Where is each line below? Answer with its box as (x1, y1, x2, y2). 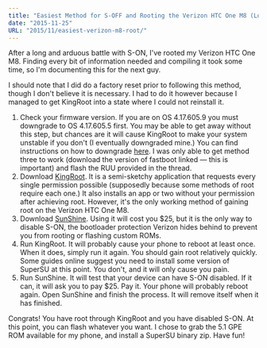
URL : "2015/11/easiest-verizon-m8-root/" (8, 26, 148, 34)
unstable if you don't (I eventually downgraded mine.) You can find (19, 138, 238, 148)
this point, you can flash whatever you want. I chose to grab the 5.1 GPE (8, 323, 242, 332)
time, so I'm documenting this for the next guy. (8, 65, 161, 75)
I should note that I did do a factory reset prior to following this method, (8, 80, 242, 90)
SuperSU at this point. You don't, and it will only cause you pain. (19, 265, 230, 274)
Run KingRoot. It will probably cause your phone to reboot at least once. (19, 239, 256, 249)
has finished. (19, 299, 62, 308)
